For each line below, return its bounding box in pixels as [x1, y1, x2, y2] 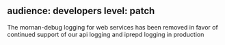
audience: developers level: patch [7, 5, 155, 17]
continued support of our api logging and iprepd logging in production [7, 30, 204, 38]
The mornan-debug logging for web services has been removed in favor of [7, 23, 219, 31]
